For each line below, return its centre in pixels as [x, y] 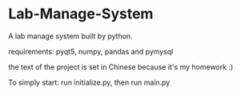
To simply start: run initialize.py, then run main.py [89, 82]
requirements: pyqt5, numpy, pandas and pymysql [91, 51]
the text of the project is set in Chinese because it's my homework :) [121, 67]
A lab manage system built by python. [71, 36]
